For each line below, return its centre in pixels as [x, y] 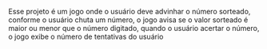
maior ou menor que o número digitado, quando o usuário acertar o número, [134, 28]
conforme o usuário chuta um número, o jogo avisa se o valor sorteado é [128, 20]
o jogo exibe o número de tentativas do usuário [86, 36]
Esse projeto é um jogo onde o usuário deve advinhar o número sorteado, [130, 11]
